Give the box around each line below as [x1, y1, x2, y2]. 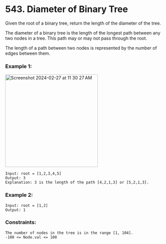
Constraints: [5, 219, 37, 226]
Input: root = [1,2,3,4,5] [5, 171, 62, 176]
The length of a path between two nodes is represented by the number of [5, 45, 157, 51]
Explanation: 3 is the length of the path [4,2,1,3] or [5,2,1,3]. [5, 180, 149, 185]
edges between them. [5, 50, 51, 56]
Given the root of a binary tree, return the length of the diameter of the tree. [5, 20, 161, 26]
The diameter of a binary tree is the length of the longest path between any [5, 30, 160, 36]
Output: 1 [5, 207, 26, 212]
